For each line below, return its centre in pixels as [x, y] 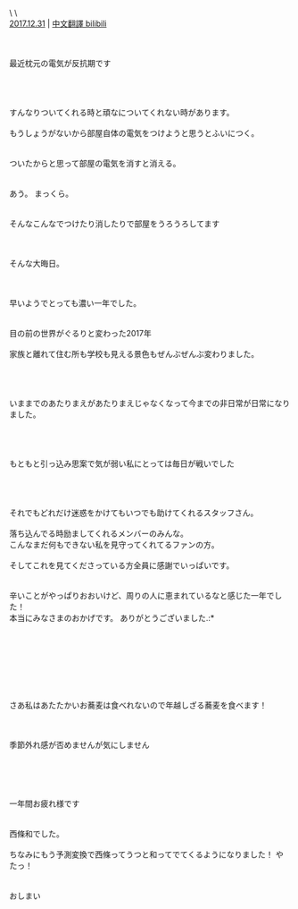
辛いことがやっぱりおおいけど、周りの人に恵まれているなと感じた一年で [142, 595]
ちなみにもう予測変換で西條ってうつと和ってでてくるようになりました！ [141, 854]
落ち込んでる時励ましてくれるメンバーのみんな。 [99, 533]
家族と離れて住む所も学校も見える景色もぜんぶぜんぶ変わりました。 [134, 354]
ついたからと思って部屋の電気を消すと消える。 [95, 163]
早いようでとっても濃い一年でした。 [75, 303]
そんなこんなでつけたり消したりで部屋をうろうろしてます [115, 224]
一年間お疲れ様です [45, 803]
